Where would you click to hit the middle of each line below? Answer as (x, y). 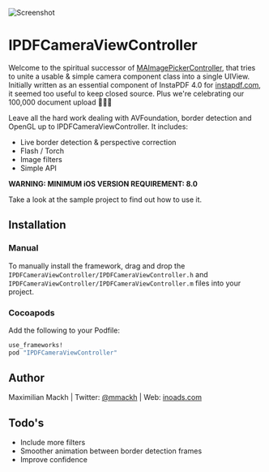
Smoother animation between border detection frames (111, 451)
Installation (37, 225)
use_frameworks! (36, 345)
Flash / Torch (42, 151)
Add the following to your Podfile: (64, 330)
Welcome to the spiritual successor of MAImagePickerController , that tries (132, 67)
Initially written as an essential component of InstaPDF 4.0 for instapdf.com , (135, 84)
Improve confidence (53, 460)
